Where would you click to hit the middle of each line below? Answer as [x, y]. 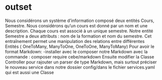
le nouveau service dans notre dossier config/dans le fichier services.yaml [80, 67]
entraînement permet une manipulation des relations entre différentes [75, 41]
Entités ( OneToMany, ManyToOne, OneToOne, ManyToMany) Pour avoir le [80, 46]
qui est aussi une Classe [30, 72]
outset [19, 7]
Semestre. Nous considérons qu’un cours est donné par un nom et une [76, 25]
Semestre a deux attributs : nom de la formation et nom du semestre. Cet [78, 36]
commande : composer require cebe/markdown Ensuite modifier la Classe [80, 57]
